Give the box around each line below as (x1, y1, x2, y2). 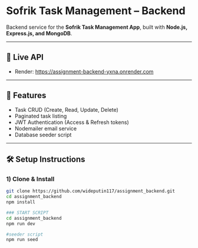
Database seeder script (14, 131, 72, 138)
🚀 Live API (6, 52, 44, 62)
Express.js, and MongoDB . (6, 29, 72, 36)
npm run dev (6, 220, 35, 227)
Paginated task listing (14, 112, 67, 119)
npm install (6, 199, 35, 205)
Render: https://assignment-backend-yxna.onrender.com (14, 68, 154, 75)
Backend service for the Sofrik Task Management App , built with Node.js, (6, 24, 187, 31)
